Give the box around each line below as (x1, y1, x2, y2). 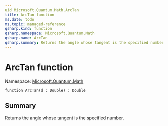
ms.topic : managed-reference (5, 21, 66, 27)
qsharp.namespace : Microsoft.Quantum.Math (5, 31, 95, 36)
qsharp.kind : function (5, 26, 52, 31)
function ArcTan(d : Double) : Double (5, 88, 86, 93)
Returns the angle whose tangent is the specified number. (5, 115, 124, 121)
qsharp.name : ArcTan (5, 36, 48, 41)
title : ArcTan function (5, 12, 55, 17)
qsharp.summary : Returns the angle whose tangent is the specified (5, 40, 149, 45)
